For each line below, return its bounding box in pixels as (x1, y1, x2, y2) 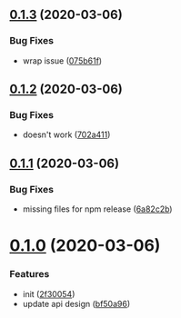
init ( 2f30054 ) (22, 288, 75, 299)
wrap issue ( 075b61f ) (22, 55, 103, 66)
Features (9, 268, 50, 281)
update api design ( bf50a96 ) (22, 298, 131, 309)
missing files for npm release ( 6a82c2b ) (22, 204, 173, 214)
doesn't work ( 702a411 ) (22, 129, 111, 140)
